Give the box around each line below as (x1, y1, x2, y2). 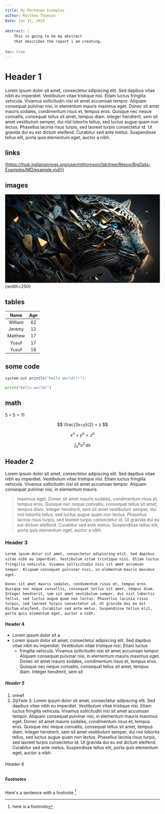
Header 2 (5, 457, 34, 466)
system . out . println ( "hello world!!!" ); (5, 376, 87, 381)
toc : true (5, 49, 26, 54)
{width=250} (5, 283, 31, 289)
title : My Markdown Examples (5, 8, 65, 13)
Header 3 (5, 539, 28, 546)
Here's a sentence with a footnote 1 (5, 788, 77, 795)
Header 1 (5, 71, 42, 82)
